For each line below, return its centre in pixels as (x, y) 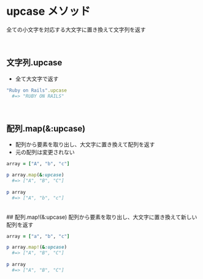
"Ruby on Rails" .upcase (37, 90)
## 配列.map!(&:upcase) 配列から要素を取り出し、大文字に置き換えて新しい (102, 217)
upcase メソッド (48, 11)
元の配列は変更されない (45, 152)
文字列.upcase (34, 63)
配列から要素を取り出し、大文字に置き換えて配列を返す (85, 144)
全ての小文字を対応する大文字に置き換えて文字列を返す (76, 29)
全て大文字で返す (37, 79)
